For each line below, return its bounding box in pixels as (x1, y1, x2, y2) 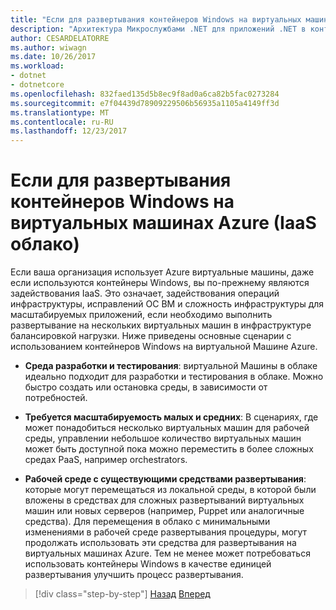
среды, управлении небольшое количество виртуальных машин (24, 432, 302, 445)
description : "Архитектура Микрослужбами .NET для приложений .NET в (10, 24, 307, 34)
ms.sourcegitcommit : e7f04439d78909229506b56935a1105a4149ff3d (10, 98, 280, 108)
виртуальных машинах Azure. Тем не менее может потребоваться (24, 547, 311, 560)
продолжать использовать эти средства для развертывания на (24, 537, 297, 549)
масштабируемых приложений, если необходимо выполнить (10, 309, 273, 321)
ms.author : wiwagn (10, 42, 87, 53)
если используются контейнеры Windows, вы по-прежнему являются (10, 277, 310, 289)
